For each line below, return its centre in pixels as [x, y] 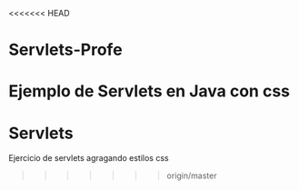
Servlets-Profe [66, 50]
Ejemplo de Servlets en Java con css [149, 91]
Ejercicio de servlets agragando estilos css [89, 158]
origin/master [192, 175]
